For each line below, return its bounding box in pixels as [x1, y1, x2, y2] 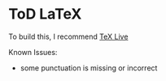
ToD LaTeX [8, 5, 82, 23]
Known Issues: [8, 47, 58, 57]
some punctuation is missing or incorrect [20, 62, 158, 73]
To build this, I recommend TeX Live [8, 32, 129, 41]
